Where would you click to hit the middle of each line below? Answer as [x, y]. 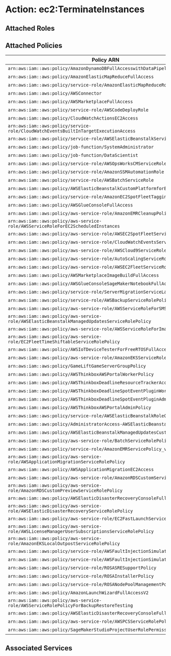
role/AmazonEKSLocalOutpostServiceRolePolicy [64, 544]
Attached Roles [30, 28]
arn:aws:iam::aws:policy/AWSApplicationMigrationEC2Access [81, 470]
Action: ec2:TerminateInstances [75, 9]
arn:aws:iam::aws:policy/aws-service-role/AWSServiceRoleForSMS [87, 309]
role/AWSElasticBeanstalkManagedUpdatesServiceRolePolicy [80, 321]
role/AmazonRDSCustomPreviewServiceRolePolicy [65, 491]
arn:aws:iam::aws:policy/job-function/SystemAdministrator [81, 147]
